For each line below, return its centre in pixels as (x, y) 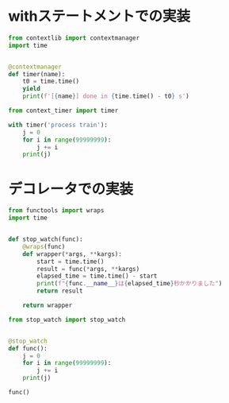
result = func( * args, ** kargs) (88, 269)
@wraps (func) (44, 246)
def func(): (28, 348)
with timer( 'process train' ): (58, 125)
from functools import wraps (56, 211)
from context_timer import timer (63, 111)
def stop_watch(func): (46, 239)
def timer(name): (37, 74)
